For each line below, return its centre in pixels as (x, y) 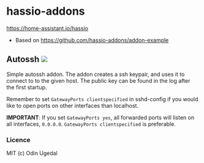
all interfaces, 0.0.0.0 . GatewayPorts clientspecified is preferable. (91, 124)
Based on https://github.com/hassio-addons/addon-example (92, 40)
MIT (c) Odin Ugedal (32, 153)
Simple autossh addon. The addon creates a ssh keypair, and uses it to (96, 74)
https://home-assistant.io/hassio (47, 28)
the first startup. (27, 87)
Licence (18, 140)
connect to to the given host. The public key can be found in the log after (98, 80)
